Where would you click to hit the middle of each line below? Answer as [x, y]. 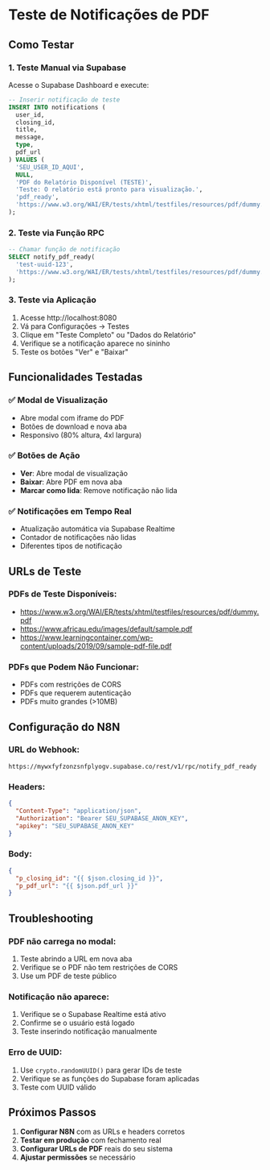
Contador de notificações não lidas [78, 537]
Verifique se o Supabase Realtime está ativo [93, 1014]
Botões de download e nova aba [73, 426]
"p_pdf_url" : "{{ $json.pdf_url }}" [77, 886]
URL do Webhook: [44, 749]
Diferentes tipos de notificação [71, 546]
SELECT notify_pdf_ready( [51, 257]
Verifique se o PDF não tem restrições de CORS [99, 967]
